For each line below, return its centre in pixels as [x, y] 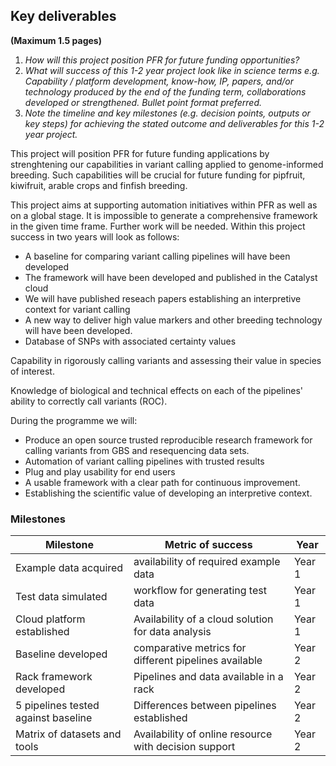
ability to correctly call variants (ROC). [89, 401]
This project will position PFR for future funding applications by [140, 153]
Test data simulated [61, 597]
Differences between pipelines [205, 706]
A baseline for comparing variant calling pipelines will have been [157, 256]
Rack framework [54, 677]
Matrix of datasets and [68, 734]
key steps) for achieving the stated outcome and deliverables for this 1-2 [174, 123]
